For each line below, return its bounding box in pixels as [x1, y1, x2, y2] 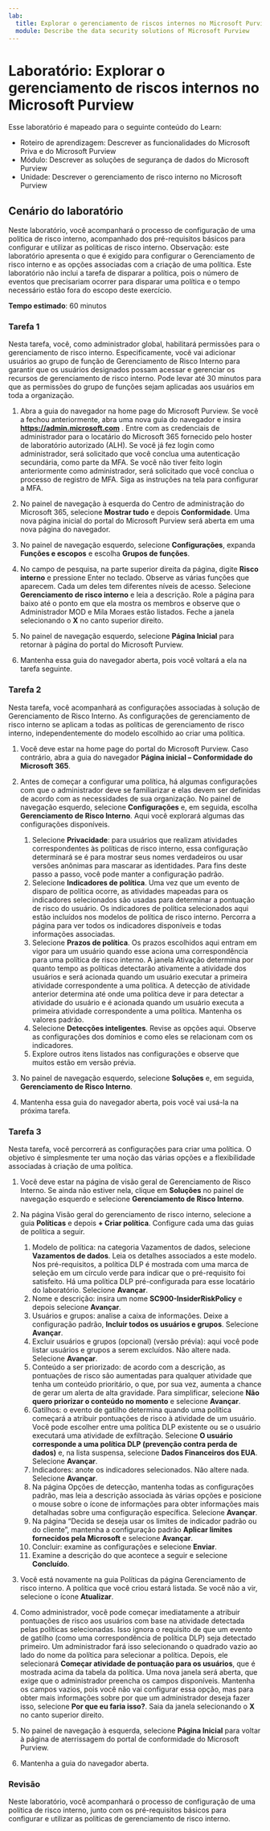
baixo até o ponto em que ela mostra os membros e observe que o [19, 599, 241, 608]
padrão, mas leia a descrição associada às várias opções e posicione [31, 1491, 262, 1501]
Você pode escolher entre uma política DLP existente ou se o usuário [31, 1423, 261, 1432]
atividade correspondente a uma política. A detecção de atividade [31, 980, 251, 990]
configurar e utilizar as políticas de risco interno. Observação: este [8, 242, 229, 252]
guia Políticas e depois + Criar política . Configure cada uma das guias [19, 1218, 255, 1228]
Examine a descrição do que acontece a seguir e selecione [31, 1551, 227, 1560]
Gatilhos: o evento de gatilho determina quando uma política [31, 1405, 231, 1415]
